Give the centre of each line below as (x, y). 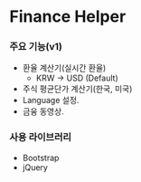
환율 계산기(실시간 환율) (64, 68)
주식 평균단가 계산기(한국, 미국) (77, 89)
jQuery (35, 167)
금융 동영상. (43, 111)
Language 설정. (51, 101)
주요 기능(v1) (36, 47)
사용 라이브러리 (41, 138)
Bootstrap (41, 158)
